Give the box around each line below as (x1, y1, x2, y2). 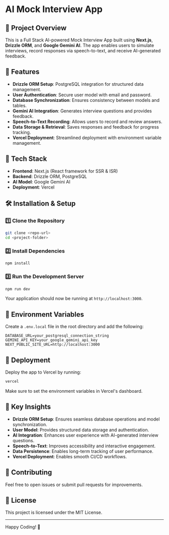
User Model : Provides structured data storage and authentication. (12, 427, 149, 433)
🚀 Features (5, 68, 40, 76)
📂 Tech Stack (5, 155, 47, 163)
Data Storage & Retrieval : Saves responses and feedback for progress (12, 124, 159, 130)
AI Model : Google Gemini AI (12, 179, 70, 185)
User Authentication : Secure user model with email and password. (12, 92, 152, 98)
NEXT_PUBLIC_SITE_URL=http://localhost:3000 (5, 342, 100, 347)
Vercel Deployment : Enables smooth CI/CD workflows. (12, 453, 127, 459)
